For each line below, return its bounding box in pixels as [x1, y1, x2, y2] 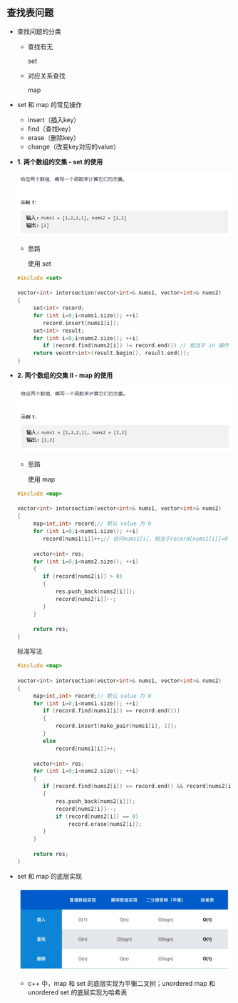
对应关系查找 [27, 71, 66, 80]
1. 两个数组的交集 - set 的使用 [16, 157, 103, 166]
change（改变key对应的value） [27, 142, 120, 151]
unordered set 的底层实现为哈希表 [27, 988, 128, 997]
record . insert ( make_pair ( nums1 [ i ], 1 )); [55, 722, 177, 730]
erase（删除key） [27, 133, 80, 141]
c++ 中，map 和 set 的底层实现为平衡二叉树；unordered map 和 [27, 979, 215, 987]
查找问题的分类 [16, 27, 61, 36]
